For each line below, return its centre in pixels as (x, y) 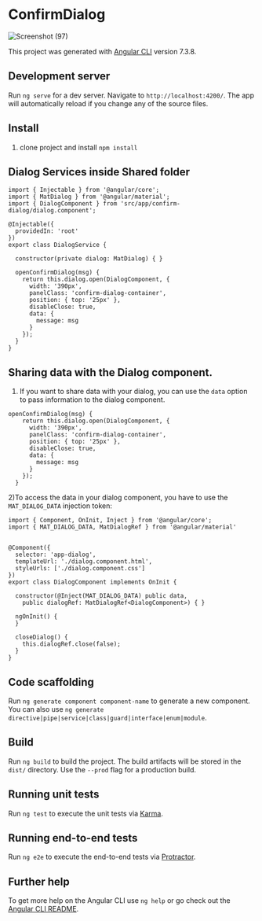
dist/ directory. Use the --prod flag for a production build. (102, 769)
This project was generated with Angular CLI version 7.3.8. (102, 51)
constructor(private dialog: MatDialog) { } (89, 259)
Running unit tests (54, 795)
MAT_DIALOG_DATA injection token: (60, 506)
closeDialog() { (42, 637)
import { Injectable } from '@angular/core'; (84, 190)
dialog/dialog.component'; (52, 211)
